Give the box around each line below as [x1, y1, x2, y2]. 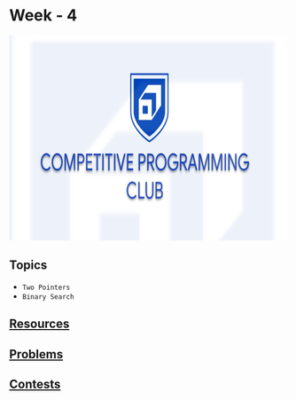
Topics [9, 258, 48, 273]
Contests [9, 376, 61, 391]
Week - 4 [9, 5, 78, 26]
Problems [9, 347, 64, 362]
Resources [9, 317, 70, 332]
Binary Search [21, 292, 74, 302]
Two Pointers [21, 283, 71, 292]
